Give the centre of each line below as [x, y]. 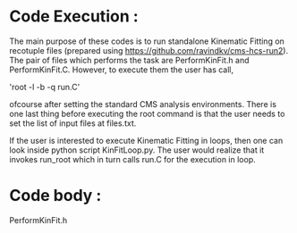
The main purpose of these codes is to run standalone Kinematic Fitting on [147, 41]
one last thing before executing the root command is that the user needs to [147, 113]
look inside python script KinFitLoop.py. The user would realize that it [137, 150]
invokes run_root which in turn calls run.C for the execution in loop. [133, 159]
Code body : [55, 196]
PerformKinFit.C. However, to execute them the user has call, [122, 70]
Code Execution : [74, 17]
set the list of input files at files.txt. [73, 123]
